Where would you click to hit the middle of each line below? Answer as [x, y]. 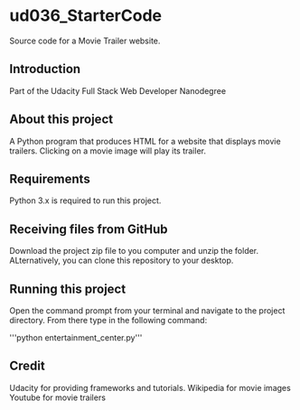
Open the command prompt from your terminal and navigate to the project [147, 311]
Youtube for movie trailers [58, 397]
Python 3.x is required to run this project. [85, 200]
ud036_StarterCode [86, 16]
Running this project [68, 289]
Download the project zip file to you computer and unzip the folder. [134, 251]
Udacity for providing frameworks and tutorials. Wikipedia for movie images [150, 387]
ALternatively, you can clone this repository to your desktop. [122, 261]
